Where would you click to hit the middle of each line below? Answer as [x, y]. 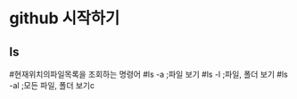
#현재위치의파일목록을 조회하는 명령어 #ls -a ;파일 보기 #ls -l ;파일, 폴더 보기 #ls [148, 74]
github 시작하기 [65, 18]
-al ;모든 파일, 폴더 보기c [52, 85]
